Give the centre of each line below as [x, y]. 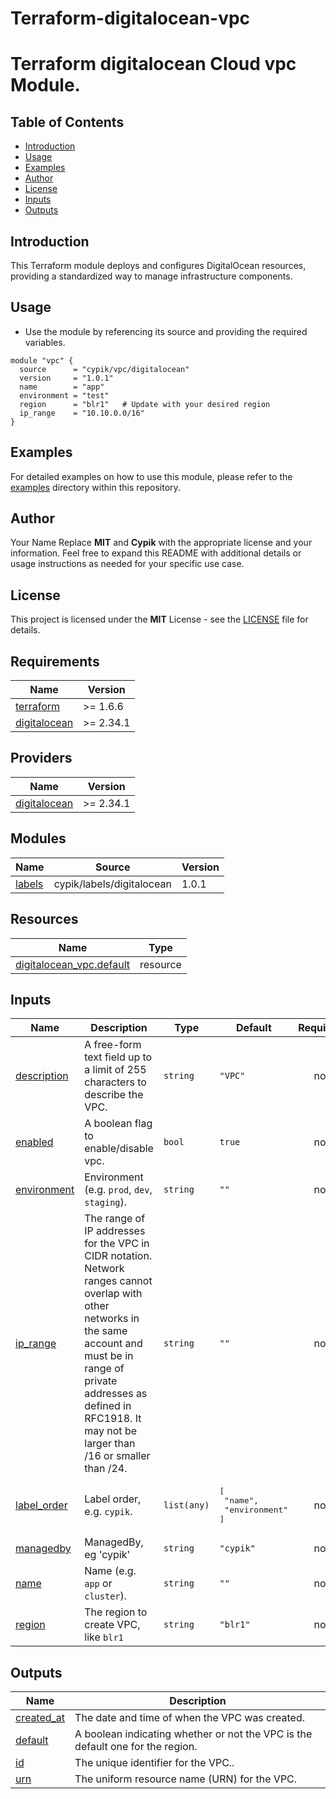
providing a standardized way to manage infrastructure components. [151, 276]
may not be [111, 1431]
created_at [40, 1718]
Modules [38, 838]
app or [98, 1584]
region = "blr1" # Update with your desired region [145, 404]
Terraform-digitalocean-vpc [130, 18]
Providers [41, 758]
